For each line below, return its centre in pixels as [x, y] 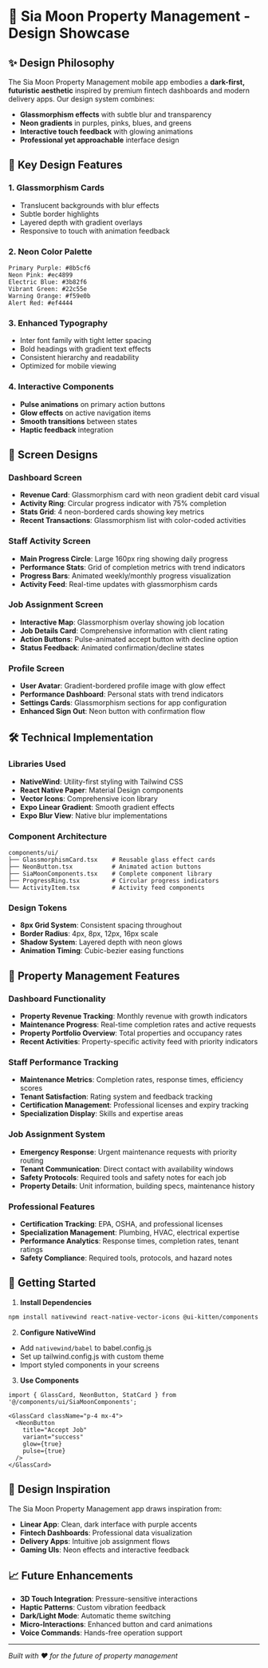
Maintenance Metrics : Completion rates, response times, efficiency [131, 1079]
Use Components [49, 1380]
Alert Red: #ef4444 [41, 303]
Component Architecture [58, 836]
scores [31, 1088]
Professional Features [52, 1207]
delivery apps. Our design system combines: [82, 99]
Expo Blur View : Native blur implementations [93, 816]
